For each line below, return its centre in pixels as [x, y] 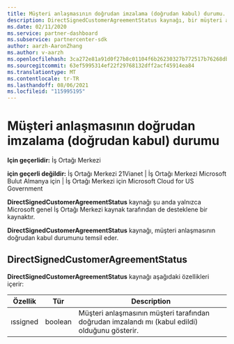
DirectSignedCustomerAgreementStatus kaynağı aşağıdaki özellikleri [108, 276]
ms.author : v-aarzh [36, 53]
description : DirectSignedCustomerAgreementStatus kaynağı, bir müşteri [115, 20]
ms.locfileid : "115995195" [46, 91]
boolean [58, 322]
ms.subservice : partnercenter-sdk [57, 40]
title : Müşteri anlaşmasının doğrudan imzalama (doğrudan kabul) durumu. [117, 14]
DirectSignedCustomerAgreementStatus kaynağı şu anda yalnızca [104, 202]
